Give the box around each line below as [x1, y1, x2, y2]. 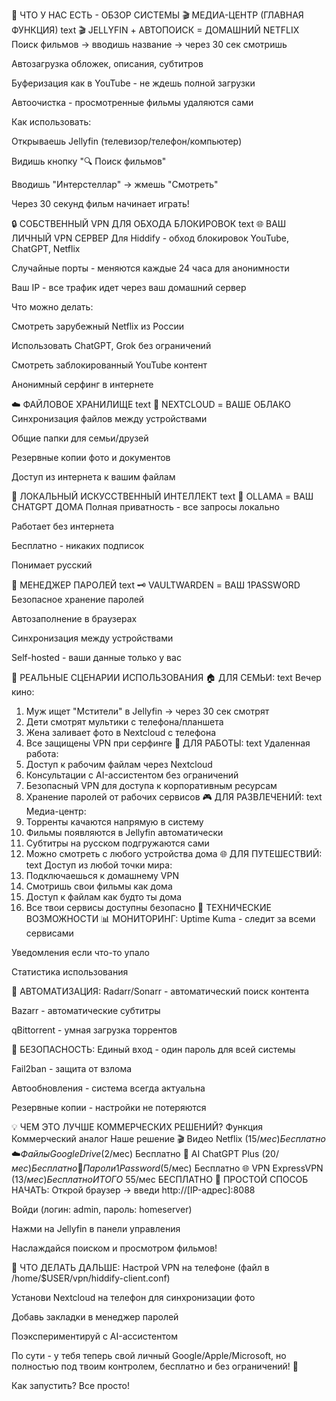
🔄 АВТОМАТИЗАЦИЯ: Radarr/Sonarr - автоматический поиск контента [11, 985, 310, 997]
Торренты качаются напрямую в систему [25, 816, 204, 828]
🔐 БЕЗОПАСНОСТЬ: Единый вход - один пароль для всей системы [11, 1044, 296, 1055]
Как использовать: [11, 116, 92, 128]
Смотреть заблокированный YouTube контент [11, 359, 208, 371]
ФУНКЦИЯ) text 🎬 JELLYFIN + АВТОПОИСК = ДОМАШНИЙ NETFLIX [11, 24, 300, 36]
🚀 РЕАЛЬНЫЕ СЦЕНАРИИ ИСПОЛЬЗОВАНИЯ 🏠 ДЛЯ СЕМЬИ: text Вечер [11, 672, 322, 683]
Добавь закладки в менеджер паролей [11, 1311, 179, 1323]
